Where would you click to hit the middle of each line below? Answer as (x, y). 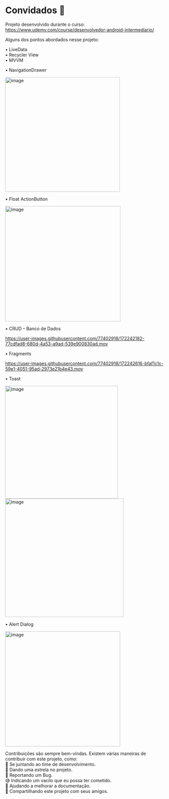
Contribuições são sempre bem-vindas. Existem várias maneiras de (76, 753)
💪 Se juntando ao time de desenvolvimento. (51, 764)
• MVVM (14, 60)
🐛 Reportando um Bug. (29, 775)
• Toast (13, 378)
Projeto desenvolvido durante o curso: (45, 24)
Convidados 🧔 (35, 10)
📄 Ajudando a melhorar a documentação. (48, 786)
